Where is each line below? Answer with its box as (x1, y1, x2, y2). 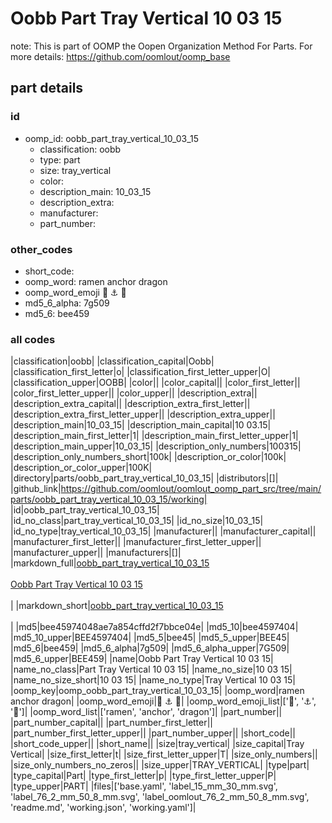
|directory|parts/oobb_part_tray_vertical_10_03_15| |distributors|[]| (10, 472, 279, 484)
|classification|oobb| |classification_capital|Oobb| (10, 355, 215, 367)
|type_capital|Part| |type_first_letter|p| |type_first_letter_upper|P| (10, 770, 277, 782)
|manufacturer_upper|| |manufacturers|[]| (10, 547, 182, 559)
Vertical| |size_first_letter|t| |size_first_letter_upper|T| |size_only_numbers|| (10, 748, 318, 761)
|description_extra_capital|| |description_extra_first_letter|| (10, 398, 251, 410)
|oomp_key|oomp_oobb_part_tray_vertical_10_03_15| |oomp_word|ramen (10, 685, 305, 697)
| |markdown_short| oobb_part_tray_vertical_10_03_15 (10, 600, 224, 612)
